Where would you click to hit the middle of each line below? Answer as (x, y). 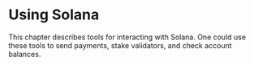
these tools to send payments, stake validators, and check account (121, 45)
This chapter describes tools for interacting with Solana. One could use (127, 37)
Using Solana (54, 15)
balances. (25, 54)
